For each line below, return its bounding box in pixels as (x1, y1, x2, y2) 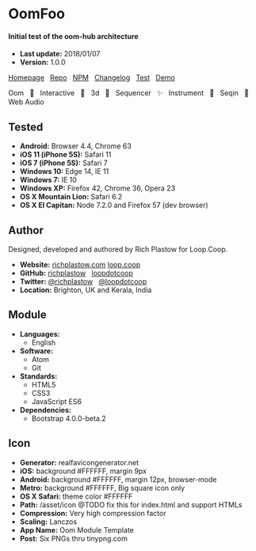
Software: (19, 346, 54, 356)
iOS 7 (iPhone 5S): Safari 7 (19, 158, 109, 168)
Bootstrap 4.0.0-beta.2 (31, 414, 107, 423)
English (31, 337, 56, 347)
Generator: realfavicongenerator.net (19, 457, 139, 467)
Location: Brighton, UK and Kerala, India (19, 285, 152, 295)
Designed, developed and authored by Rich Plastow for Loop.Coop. (8, 245, 228, 254)
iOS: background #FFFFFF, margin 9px (19, 466, 147, 476)
